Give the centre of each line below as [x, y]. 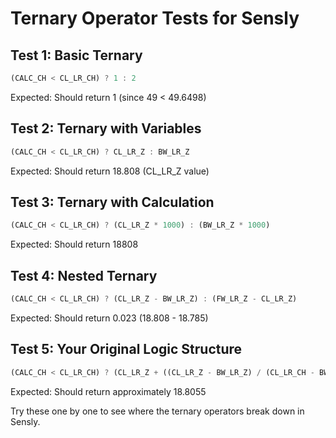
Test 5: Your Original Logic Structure [126, 349]
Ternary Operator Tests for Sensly [155, 18]
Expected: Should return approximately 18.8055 [108, 391]
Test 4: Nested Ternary [84, 275]
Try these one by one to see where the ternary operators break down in [157, 411]
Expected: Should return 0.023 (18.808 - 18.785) [109, 318]
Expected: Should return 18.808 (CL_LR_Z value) [110, 171]
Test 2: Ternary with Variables [106, 128]
